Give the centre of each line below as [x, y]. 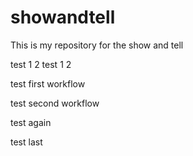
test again [31, 122]
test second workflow [55, 103]
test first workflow [48, 83]
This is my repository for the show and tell [97, 45]
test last [26, 142]
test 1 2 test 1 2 [41, 64]
